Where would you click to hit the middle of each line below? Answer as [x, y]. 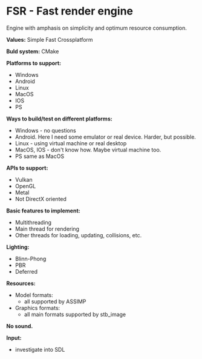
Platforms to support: [34, 63]
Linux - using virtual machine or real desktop [71, 143]
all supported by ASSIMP [55, 301]
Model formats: [34, 295]
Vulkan [24, 179]
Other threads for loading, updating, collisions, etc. [78, 235]
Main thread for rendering [47, 229]
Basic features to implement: [43, 211]
